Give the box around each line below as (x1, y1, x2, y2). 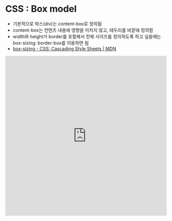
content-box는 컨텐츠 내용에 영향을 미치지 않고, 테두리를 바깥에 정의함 (12, 27, 154, 33)
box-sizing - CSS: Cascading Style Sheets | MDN (12, 46, 117, 52)
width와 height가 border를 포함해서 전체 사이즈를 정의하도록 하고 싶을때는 (12, 33, 161, 39)
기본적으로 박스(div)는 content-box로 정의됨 (12, 20, 102, 27)
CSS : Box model (5, 3, 77, 15)
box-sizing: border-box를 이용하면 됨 (12, 39, 89, 46)
